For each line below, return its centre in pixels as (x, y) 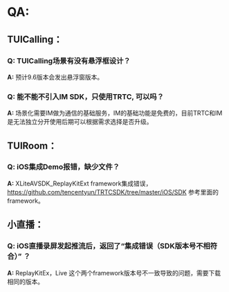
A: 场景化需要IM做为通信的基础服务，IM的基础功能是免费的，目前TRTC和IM (115, 113)
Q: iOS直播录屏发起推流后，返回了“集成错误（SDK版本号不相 (109, 246)
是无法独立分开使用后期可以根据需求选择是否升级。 (80, 122)
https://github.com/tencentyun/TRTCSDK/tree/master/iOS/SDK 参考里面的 (113, 192)
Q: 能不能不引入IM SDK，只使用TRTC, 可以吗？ (86, 96)
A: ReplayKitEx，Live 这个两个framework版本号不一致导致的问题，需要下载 (114, 273)
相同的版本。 (25, 282)
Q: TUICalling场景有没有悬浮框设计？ (69, 61)
